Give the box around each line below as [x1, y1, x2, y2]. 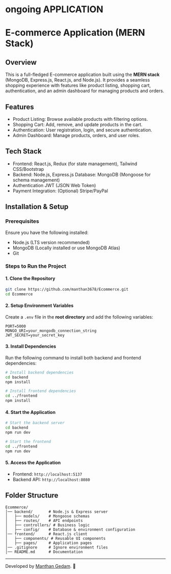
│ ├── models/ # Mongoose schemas [5, 513, 90, 518]
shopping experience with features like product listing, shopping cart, [5, 83, 151, 89]
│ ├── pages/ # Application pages [5, 540, 93, 545]
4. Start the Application [5, 409, 56, 415]
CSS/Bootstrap [12, 166, 44, 172]
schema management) [12, 177, 60, 183]
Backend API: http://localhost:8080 [12, 476, 90, 482]
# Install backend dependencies [5, 370, 74, 375]
